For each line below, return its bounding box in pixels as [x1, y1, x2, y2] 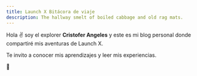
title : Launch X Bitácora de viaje [6, 8, 95, 15]
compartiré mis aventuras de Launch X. [6, 39, 104, 47]
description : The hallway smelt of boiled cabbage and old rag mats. [6, 14, 184, 20]
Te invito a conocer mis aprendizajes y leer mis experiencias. [6, 51, 157, 59]
